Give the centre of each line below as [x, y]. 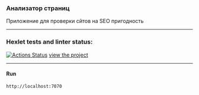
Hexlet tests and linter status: [49, 42]
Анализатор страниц [38, 8]
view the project [68, 55]
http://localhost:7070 [34, 86]
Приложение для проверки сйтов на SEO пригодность [75, 21]
